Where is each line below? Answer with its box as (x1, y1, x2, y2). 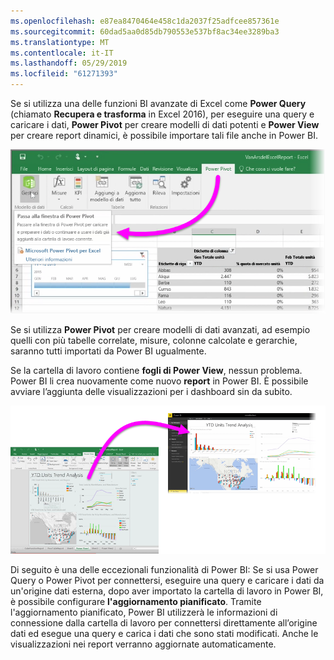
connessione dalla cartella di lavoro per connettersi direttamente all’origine (10, 616, 318, 629)
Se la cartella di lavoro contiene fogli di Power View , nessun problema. (10, 364, 303, 376)
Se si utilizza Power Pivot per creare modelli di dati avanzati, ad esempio (10, 323, 311, 335)
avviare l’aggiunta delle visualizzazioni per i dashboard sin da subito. (10, 385, 293, 397)
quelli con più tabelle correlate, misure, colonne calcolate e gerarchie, (10, 334, 298, 346)
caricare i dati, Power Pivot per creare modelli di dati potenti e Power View (10, 119, 320, 130)
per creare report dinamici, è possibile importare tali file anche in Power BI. (10, 130, 318, 141)
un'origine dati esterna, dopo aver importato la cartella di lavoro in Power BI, (10, 585, 324, 597)
